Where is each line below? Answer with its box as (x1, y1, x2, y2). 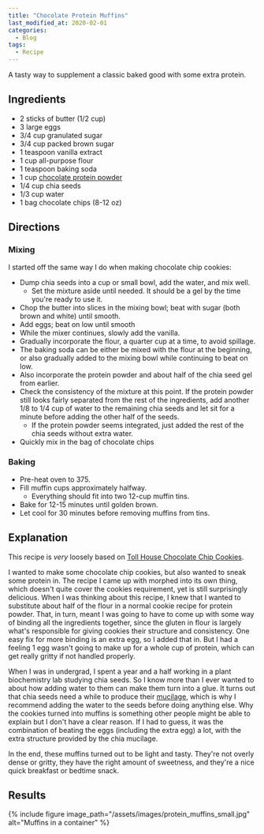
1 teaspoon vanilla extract (19, 147, 102, 156)
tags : (8, 41, 26, 49)
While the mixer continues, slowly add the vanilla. (19, 328, 180, 337)
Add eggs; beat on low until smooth (19, 319, 136, 329)
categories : (8, 26, 47, 34)
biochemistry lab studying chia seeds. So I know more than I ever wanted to (8, 674, 255, 684)
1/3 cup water (19, 189, 65, 198)
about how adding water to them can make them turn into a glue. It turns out (8, 683, 256, 693)
